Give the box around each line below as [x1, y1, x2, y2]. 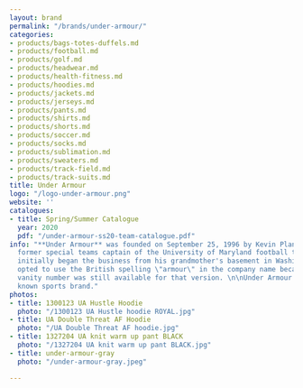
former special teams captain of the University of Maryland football [17, 248, 289, 257]
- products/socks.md [9, 139, 87, 148]
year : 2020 [17, 223, 59, 232]
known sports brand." [17, 282, 99, 291]
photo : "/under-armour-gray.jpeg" [17, 357, 147, 366]
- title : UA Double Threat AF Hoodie [9, 315, 151, 325]
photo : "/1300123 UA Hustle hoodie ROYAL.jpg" [17, 307, 196, 316]
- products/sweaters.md [9, 155, 99, 165]
